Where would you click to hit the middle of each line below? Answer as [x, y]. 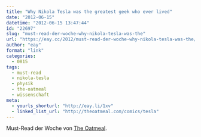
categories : [21, 56]
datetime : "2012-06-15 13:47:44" [48, 23]
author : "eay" [24, 45]
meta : [13, 100]
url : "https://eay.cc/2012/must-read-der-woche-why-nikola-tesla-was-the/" [103, 39]
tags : [13, 67]
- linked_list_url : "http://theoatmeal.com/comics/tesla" [86, 111]
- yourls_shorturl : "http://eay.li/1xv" [63, 106]
